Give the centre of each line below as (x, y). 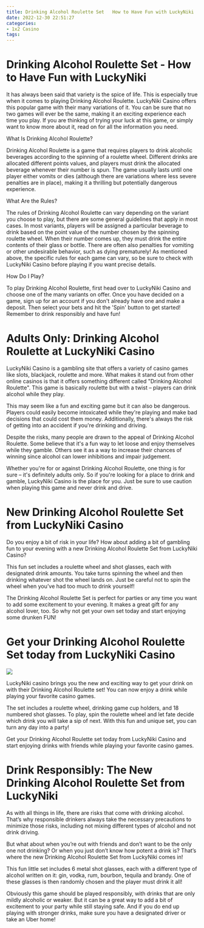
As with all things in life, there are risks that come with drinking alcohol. (95, 812)
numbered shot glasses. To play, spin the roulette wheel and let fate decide (100, 714)
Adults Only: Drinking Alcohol (83, 339)
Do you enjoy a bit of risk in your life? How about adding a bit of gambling (98, 542)
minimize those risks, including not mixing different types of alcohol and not (101, 826)
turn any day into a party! (38, 727)
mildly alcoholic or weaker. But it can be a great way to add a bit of (90, 900)
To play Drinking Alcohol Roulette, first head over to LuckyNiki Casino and (99, 288)
